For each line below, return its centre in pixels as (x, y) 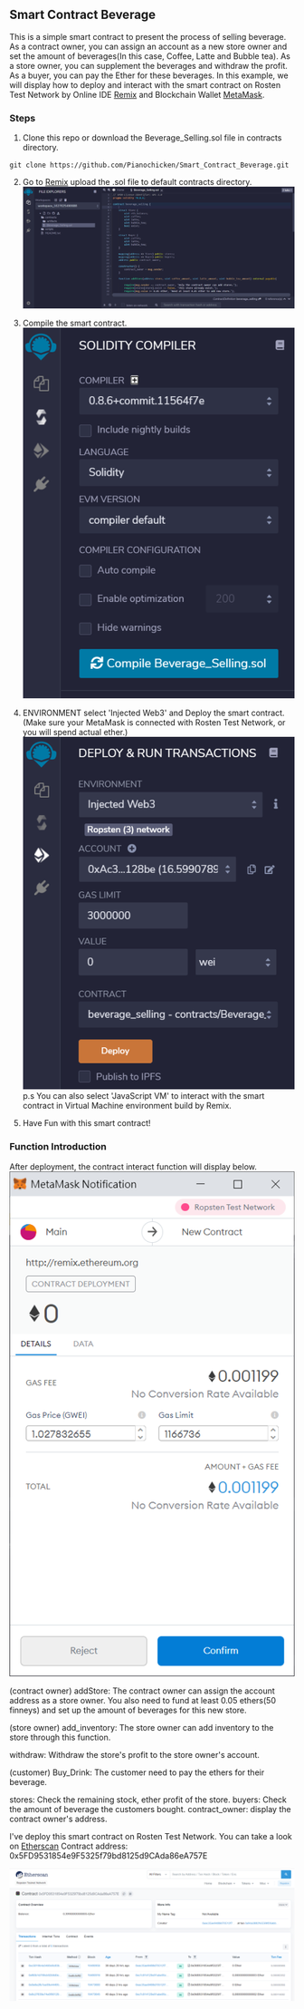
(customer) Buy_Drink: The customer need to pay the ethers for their (137, 1772)
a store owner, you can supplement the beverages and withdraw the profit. (148, 65)
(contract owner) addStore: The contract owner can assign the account (142, 1691)
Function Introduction (58, 1147)
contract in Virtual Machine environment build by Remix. (127, 1106)
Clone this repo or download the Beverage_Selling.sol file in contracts (152, 138)
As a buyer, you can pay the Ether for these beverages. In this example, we (149, 75)
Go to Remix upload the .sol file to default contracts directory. (137, 182)
